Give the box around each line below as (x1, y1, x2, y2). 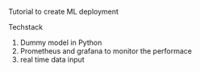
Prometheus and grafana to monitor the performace (19, 46, 192, 55)
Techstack (8, 22, 43, 31)
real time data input (19, 55, 85, 64)
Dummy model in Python (19, 38, 102, 47)
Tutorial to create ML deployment (8, 7, 119, 16)
